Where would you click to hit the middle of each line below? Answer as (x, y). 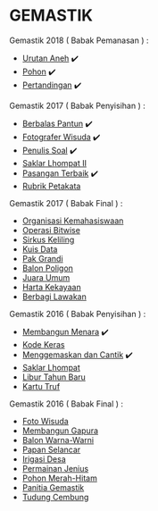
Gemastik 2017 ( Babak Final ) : (66, 203)
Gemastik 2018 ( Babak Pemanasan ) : (79, 40)
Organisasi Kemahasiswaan (73, 221)
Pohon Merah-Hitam (60, 478)
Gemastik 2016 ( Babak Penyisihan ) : (78, 314)
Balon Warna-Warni (58, 440)
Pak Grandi (43, 258)
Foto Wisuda (45, 421)
